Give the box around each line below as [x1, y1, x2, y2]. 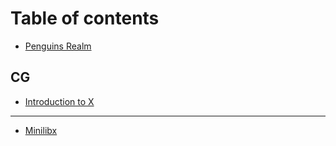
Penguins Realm [24, 40, 92, 52]
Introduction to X [24, 95, 95, 107]
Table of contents [10, 7, 160, 30]
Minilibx [24, 124, 58, 136]
